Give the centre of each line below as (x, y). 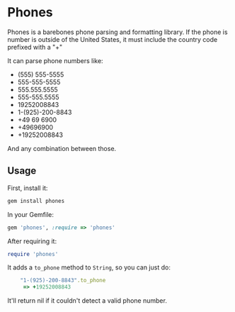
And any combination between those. (62, 148)
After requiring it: (32, 241)
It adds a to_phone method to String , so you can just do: (89, 267)
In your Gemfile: (31, 214)
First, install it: (28, 188)
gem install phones (36, 201)
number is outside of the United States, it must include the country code (113, 39)
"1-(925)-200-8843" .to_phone (63, 281)
